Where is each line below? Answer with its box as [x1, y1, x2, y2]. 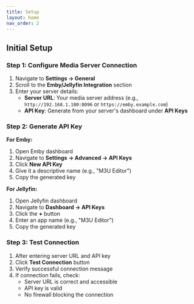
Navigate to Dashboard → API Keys [15, 204, 105, 211]
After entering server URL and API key [15, 252, 111, 259]
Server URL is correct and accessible [24, 278, 117, 285]
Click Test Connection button [15, 258, 90, 266]
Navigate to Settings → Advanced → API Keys [15, 154, 133, 162]
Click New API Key [15, 161, 63, 168]
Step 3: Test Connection [6, 238, 80, 247]
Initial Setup [6, 43, 53, 53]
